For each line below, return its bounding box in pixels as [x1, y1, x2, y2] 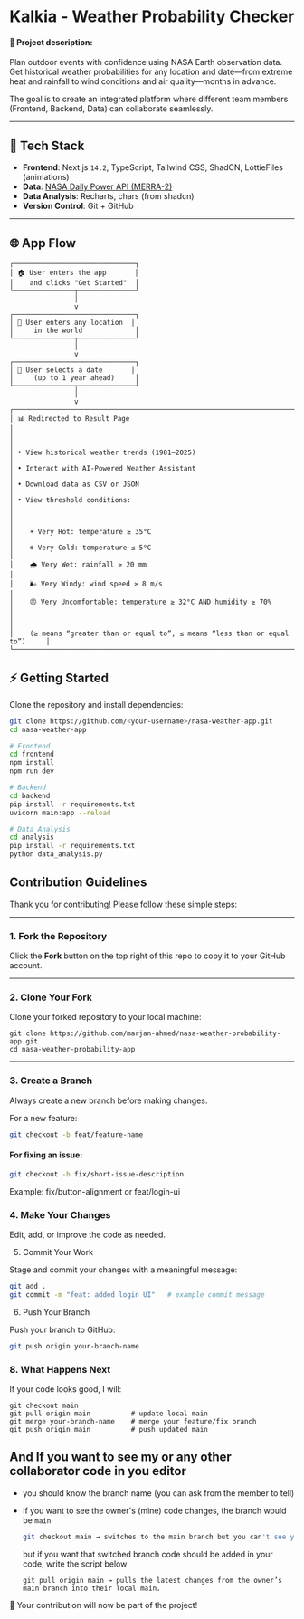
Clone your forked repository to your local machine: [9, 1012, 202, 1023]
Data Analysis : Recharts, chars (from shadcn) [22, 191, 195, 202]
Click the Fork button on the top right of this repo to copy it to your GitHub [9, 950, 286, 961]
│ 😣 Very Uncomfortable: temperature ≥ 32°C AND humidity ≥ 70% [9, 597, 272, 607]
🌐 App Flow [9, 235, 77, 251]
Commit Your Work [22, 1247, 93, 1258]
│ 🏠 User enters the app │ [9, 269, 139, 278]
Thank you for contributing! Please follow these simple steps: [9, 899, 238, 909]
